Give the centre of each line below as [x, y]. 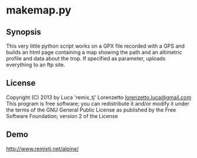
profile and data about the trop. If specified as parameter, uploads [86, 58]
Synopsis [24, 32]
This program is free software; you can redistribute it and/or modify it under [98, 103]
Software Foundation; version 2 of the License [62, 116]
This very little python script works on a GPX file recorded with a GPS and [96, 46]
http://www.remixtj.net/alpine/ [43, 149]
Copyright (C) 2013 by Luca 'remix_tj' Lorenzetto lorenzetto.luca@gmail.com [99, 97]
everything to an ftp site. [36, 65]
